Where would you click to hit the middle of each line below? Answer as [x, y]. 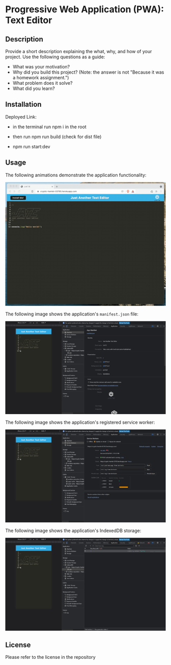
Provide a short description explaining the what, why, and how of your [79, 51]
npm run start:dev [31, 146]
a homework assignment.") [41, 77]
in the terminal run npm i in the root [49, 127]
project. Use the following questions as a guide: [55, 57]
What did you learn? [34, 88]
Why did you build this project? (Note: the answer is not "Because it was [88, 72]
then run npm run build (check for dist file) [57, 136]
